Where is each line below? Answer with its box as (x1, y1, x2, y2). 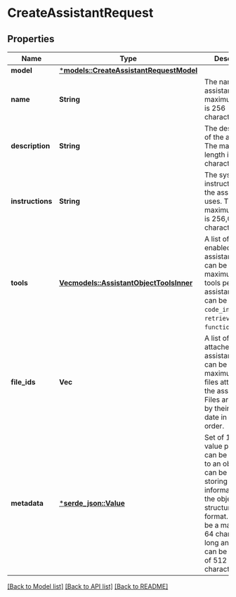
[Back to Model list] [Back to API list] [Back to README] (7, 582, 169, 591)
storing (204, 476, 228, 486)
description (11, 141, 51, 150)
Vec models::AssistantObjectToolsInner (58, 278, 193, 287)
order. (204, 421, 225, 431)
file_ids (11, 377, 36, 387)
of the (204, 132, 224, 142)
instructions (11, 197, 53, 206)
